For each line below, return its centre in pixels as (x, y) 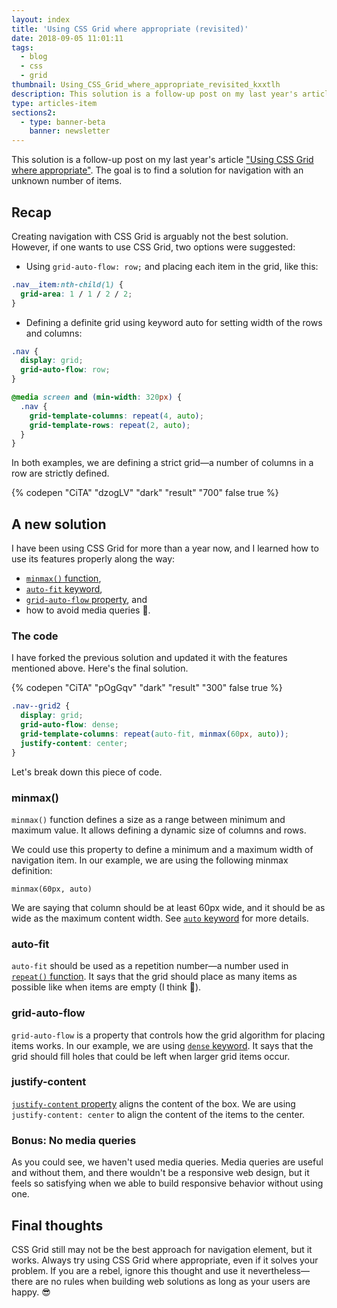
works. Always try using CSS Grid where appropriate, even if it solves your (165, 1260)
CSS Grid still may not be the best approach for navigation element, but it (162, 1249)
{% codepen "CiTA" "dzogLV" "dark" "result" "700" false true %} (145, 493)
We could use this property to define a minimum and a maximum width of (162, 849)
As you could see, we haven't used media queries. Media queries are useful (167, 1162)
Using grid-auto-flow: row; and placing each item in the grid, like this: (172, 266)
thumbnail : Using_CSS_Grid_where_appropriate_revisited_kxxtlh (146, 85)
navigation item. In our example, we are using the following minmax (150, 860)
